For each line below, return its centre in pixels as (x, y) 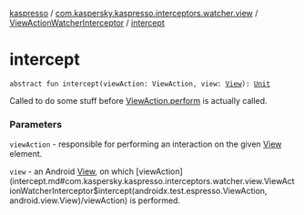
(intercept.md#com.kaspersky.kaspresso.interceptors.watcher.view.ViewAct (152, 181)
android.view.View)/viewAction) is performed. (95, 200)
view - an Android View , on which (72, 171)
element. (26, 154)
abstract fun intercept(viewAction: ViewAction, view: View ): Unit (140, 84)
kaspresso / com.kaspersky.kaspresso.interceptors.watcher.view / (134, 13)
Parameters (35, 124)
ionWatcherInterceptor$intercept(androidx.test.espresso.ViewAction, (138, 191)
